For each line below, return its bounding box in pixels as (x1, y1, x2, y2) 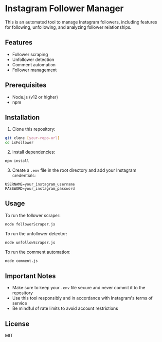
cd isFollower (5, 140, 34, 145)
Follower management (12, 67, 57, 73)
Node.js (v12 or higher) (12, 94, 58, 100)
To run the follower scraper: (5, 212, 61, 218)
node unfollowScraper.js (5, 240, 55, 245)
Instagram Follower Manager (5, 3, 124, 14)
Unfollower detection (12, 57, 54, 62)
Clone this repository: (12, 126, 55, 132)
